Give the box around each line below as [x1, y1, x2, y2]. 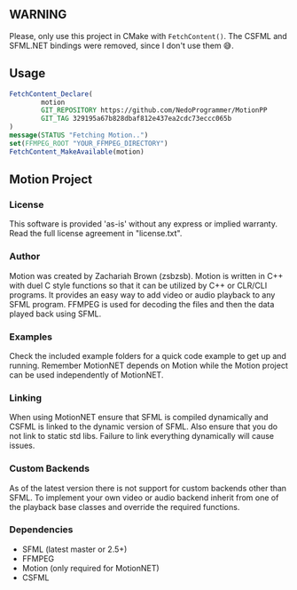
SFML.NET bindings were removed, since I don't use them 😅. [9, 40, 234, 51]
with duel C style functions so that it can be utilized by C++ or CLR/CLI [9, 280, 268, 291]
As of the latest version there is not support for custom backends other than [9, 482, 286, 493]
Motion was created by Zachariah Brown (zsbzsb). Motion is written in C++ [9, 270, 284, 281]
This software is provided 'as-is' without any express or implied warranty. [9, 219, 277, 229]
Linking [9, 391, 43, 403]
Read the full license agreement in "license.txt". [9, 228, 183, 239]
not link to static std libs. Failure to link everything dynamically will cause [9, 431, 275, 442]
